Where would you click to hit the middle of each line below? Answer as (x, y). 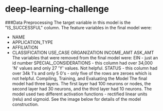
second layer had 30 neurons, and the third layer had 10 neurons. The (82, 89)
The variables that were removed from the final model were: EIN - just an (85, 57)
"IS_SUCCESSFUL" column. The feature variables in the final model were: (79, 27)
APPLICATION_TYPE (33, 42)
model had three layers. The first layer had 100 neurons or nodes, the (81, 83)
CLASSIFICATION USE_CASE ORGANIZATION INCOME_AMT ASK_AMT (83, 53)
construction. (25, 104)
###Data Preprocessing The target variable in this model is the (68, 22)
